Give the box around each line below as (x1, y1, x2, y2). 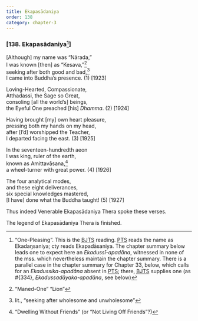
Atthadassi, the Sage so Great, (6, 92, 80, 99)
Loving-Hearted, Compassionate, (6, 86, 87, 93)
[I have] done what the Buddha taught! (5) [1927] (6, 196, 125, 204)
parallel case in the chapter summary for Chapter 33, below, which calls (14, 261, 189, 268)
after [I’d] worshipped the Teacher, (6, 129, 90, 136)
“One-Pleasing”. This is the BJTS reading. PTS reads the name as (14, 237, 174, 244)
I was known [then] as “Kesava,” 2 (6, 60, 87, 68)
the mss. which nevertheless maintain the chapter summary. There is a (14, 255, 187, 263)
